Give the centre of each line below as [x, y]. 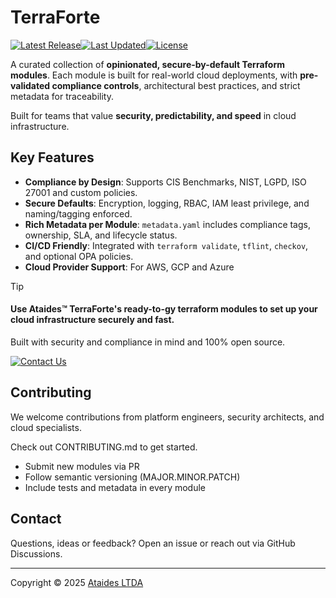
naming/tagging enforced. [78, 213]
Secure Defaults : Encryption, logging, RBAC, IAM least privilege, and [167, 203]
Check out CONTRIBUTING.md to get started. [104, 447]
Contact [36, 519]
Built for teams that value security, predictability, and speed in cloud [153, 115]
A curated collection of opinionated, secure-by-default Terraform [148, 64]
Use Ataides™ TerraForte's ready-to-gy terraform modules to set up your [164, 309]
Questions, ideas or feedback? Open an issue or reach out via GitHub [153, 543]
